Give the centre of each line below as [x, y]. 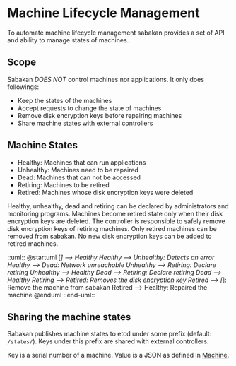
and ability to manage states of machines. [68, 40]
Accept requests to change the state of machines [89, 108]
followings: [23, 87]
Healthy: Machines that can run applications [82, 162]
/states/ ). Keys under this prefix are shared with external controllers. [108, 341]
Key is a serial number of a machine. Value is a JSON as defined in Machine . [118, 355]
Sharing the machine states [69, 317]
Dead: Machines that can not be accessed [79, 177]
